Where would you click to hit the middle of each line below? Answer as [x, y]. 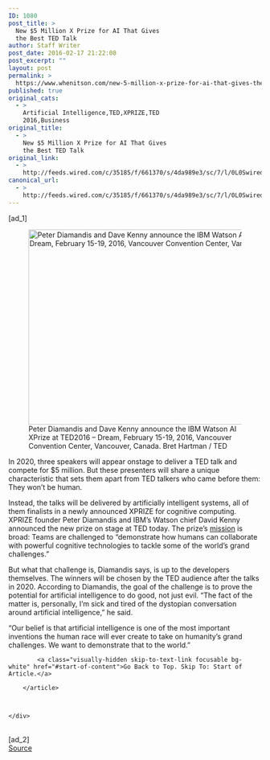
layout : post [30, 68]
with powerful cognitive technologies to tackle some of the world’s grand [129, 545]
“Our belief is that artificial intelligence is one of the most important [119, 627]
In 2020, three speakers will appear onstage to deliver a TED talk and [123, 461]
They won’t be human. [45, 487]
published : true [35, 90]
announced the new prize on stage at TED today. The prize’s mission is [126, 528]
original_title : [35, 128]
